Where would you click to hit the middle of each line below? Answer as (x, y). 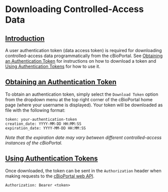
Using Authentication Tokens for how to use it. (53, 66)
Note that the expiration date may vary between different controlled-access (83, 137)
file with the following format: (35, 110)
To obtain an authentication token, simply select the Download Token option (82, 94)
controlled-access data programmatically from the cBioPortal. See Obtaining (84, 56)
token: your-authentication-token (41, 119)
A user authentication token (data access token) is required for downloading (83, 50)
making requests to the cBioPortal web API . (50, 176)
